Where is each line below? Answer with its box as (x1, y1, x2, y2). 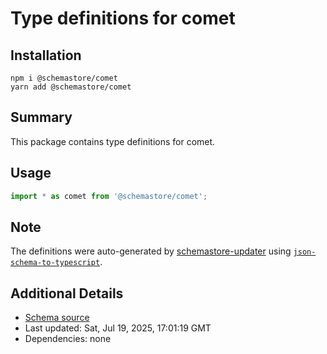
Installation (10, 47, 82, 64)
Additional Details (10, 285, 124, 302)
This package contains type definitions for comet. (10, 135, 216, 147)
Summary (10, 109, 73, 126)
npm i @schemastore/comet (10, 73, 118, 83)
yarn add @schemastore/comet (10, 82, 132, 92)
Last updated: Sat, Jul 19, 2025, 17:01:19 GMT (24, 322, 212, 334)
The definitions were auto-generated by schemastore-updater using (10, 245, 292, 257)
